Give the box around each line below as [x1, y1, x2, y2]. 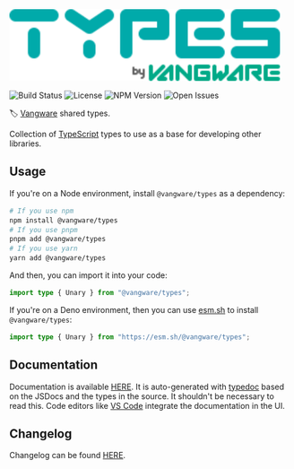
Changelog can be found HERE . [9, 450, 126, 461]
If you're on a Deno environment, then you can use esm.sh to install [9, 304, 259, 315]
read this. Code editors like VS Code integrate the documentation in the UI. [9, 400, 285, 411]
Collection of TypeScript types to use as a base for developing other [9, 129, 262, 139]
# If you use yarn [9, 244, 78, 254]
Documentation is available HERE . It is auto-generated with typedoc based [9, 381, 285, 392]
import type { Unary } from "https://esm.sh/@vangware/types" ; [9, 332, 251, 342]
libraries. [9, 138, 42, 149]
